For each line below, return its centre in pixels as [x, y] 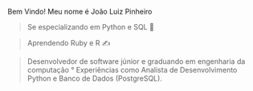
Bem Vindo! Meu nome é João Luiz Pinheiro [80, 12]
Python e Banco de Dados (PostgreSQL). [94, 78]
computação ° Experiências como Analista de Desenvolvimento [132, 70]
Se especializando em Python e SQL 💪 [90, 27]
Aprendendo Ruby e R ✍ [69, 43]
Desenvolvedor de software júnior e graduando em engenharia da [136, 61]
